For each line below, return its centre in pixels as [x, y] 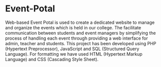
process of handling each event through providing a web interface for [77, 38]
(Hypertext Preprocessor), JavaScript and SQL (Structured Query [72, 49]
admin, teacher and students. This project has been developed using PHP [81, 43]
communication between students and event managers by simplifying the [80, 33]
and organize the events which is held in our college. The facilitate [73, 27]
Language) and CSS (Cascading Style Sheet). [52, 59]
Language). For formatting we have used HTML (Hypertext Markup [74, 54]
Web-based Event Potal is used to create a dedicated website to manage [80, 22]
